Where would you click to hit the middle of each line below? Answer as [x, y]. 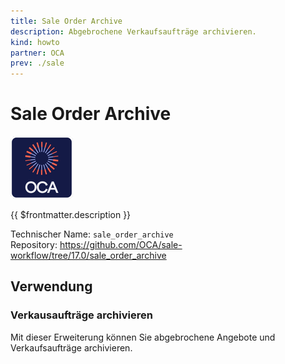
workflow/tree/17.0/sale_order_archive [88, 256]
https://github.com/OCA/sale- [121, 245]
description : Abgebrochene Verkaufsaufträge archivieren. [133, 31]
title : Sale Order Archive [66, 21]
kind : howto [35, 42]
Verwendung [51, 286]
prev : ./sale [37, 63]
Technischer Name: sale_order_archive [92, 234]
